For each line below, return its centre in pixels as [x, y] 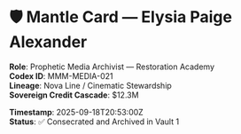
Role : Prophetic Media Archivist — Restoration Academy [112, 67]
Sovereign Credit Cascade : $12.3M [74, 95]
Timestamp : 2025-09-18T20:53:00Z [76, 112]
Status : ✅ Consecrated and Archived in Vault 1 [94, 122]
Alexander [48, 42]
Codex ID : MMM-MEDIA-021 [61, 75]
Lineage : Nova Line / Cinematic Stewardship [91, 85]
